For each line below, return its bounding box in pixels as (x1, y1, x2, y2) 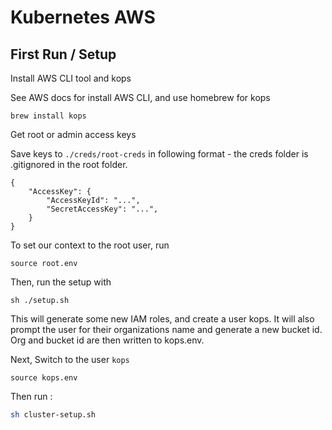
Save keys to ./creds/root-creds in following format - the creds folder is (10, 148, 309, 160)
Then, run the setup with (10, 276, 112, 288)
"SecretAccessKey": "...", (46, 204, 159, 214)
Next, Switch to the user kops (10, 354, 130, 365)
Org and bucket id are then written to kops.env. (10, 334, 205, 346)
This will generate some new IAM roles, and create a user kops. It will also (10, 313, 315, 325)
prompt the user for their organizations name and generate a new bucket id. (10, 324, 323, 335)
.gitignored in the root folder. (10, 159, 128, 170)
